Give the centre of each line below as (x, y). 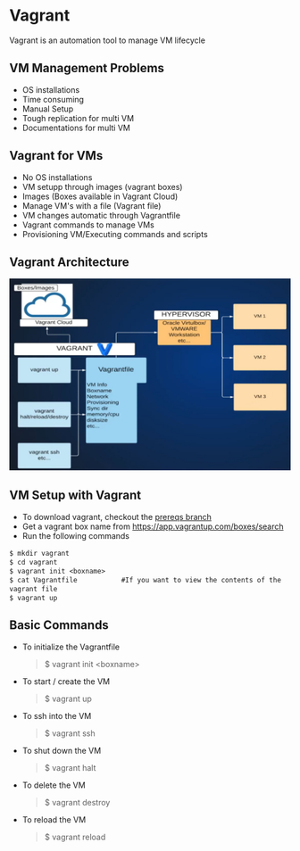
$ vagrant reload (75, 837)
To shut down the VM (62, 750)
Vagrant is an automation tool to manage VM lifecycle (107, 40)
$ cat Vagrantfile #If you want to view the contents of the (145, 580)
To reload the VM (54, 819)
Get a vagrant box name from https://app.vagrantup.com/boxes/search (153, 526)
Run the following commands (75, 535)
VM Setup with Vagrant (75, 496)
